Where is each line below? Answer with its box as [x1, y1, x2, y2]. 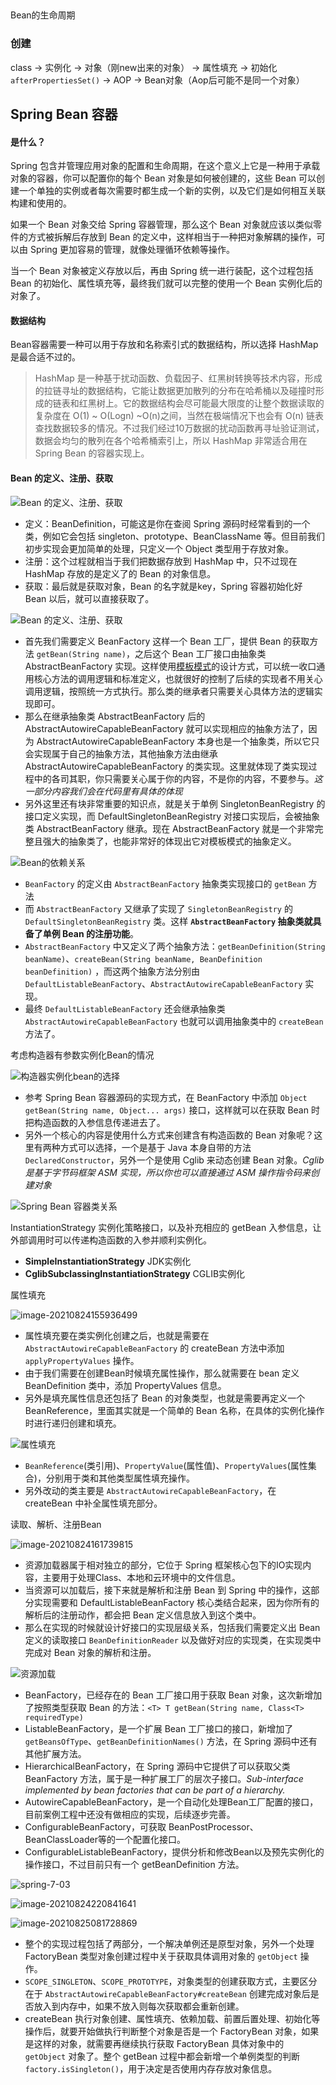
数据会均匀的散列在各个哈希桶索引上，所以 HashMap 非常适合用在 [34, 435, 308, 447]
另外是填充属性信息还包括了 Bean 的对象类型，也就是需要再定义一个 [24, 1392, 306, 1404]
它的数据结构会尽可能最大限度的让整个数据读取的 [122, 397, 325, 409]
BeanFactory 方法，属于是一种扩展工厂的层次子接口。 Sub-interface [24, 1772, 304, 1784]
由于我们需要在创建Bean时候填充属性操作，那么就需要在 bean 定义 [24, 1367, 300, 1379]
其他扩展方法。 [24, 1747, 87, 1759]
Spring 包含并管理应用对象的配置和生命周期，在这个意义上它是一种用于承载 [10, 160, 321, 172]
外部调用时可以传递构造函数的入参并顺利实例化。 [10, 1234, 212, 1246]
